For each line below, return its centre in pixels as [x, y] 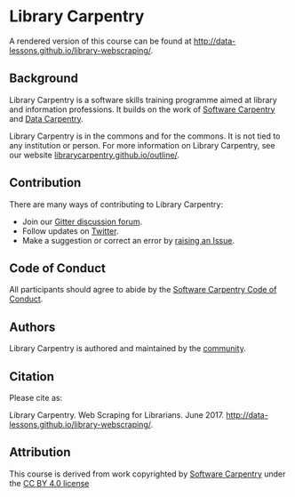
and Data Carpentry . [47, 118]
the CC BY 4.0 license [49, 483]
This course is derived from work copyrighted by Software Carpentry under [147, 474]
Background [44, 79]
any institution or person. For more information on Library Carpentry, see [142, 145]
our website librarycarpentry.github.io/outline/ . [95, 155]
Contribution [45, 183]
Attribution [40, 452]
